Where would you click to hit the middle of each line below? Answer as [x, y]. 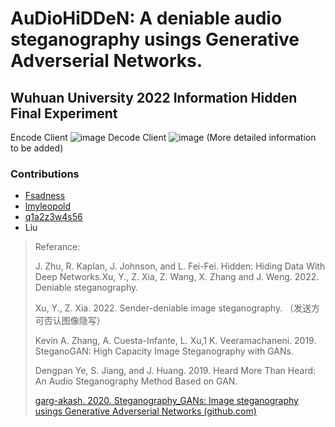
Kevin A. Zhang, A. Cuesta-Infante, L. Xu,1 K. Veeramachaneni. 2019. [175, 341]
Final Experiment [64, 113]
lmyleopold [48, 206]
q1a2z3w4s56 [53, 217]
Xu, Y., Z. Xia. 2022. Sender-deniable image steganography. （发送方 [177, 308]
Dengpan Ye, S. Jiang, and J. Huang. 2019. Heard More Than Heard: [175, 371]
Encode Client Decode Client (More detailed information [163, 137]
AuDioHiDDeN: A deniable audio [146, 18]
